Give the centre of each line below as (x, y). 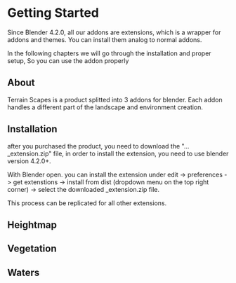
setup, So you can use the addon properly (68, 60)
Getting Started (53, 13)
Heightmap (32, 225)
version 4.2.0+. (29, 161)
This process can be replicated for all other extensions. (87, 203)
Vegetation (32, 249)
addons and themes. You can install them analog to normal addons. (105, 39)
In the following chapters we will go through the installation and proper (110, 53)
